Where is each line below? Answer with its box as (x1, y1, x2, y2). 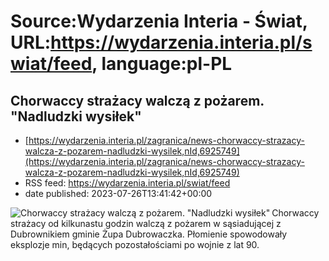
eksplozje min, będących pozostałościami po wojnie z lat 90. (10, 239, 260, 250)
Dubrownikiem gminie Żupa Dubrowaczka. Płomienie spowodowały (10, 228, 288, 240)
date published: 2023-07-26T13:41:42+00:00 (24, 188, 213, 199)
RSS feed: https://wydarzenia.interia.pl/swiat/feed (24, 177, 231, 189)
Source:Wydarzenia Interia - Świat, (10, 10, 308, 33)
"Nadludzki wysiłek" (10, 108, 142, 125)
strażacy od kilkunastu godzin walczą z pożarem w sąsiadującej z (10, 218, 282, 229)
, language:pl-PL (91, 53, 233, 75)
